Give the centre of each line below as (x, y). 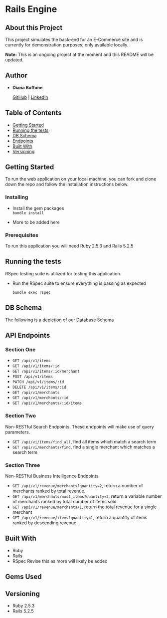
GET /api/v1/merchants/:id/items (47, 403)
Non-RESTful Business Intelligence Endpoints (52, 476)
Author (16, 76)
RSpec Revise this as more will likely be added (60, 561)
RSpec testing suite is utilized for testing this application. (63, 273)
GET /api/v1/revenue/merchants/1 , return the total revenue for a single (84, 507)
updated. (14, 60)
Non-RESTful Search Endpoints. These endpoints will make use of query (80, 426)
